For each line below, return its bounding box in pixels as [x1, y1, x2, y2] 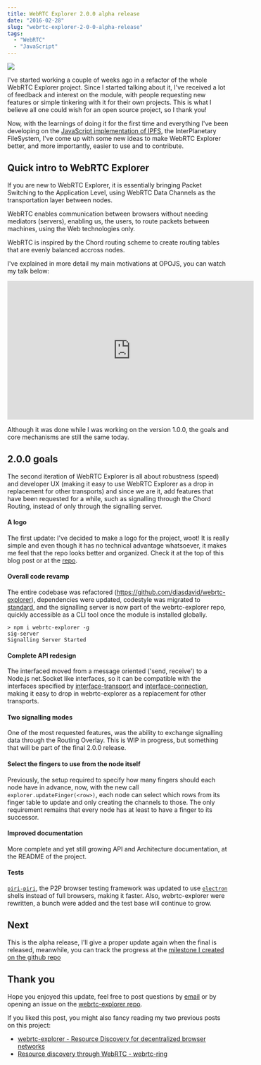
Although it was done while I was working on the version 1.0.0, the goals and [7, 425, 229, 433]
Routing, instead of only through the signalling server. [7, 502, 163, 510]
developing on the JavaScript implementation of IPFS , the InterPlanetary [7, 127, 217, 135]
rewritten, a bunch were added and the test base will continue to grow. [7, 899, 212, 908]
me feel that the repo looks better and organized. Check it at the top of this [7, 548, 224, 557]
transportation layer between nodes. [7, 195, 113, 204]
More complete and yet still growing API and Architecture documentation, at [7, 844, 227, 853]
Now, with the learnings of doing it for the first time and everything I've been [7, 119, 229, 128]
